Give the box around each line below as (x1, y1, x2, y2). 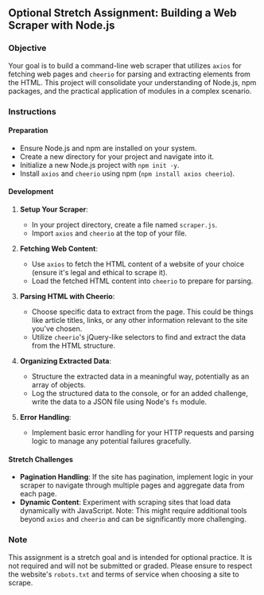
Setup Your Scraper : (19, 204, 89, 214)
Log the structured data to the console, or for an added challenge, (31, 389, 248, 399)
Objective (8, 43, 47, 54)
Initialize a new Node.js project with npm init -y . (19, 160, 180, 169)
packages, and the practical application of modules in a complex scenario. (8, 86, 252, 95)
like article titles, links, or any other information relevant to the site (31, 316, 248, 325)
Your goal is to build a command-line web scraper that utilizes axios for (8, 60, 243, 70)
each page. (19, 489, 57, 499)
